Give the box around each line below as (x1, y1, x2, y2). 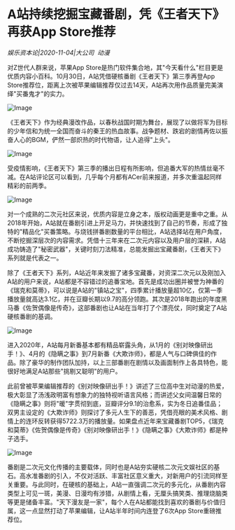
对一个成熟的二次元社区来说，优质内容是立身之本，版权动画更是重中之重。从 (7, 209, 228, 218)
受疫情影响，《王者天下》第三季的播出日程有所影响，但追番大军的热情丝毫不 (7, 164, 225, 172)
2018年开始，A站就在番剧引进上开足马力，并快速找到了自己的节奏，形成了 (7, 218, 222, 227)
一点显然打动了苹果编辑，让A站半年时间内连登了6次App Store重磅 (25, 506, 216, 515)
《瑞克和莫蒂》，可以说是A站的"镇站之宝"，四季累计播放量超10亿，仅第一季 (7, 286, 223, 294)
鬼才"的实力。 (28, 89, 69, 98)
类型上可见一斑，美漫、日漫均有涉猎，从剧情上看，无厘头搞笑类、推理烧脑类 (7, 489, 228, 497)
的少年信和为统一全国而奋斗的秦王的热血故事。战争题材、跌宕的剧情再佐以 (7, 127, 222, 135)
